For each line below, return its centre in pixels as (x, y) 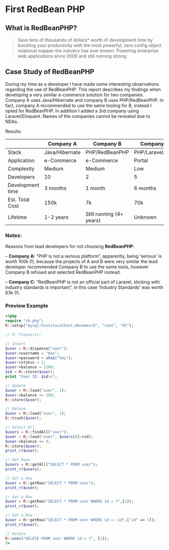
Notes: (14, 235)
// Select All (20, 427)
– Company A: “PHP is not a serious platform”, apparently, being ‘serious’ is (83, 256)
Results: (14, 131)
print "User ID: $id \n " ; (31, 377)
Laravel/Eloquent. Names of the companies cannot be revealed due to (78, 116)
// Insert (16, 344)
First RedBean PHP (45, 9)
